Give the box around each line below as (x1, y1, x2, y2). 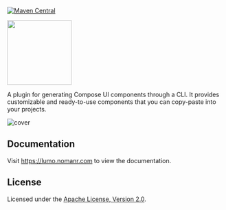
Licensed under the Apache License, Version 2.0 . (7, 195, 146, 203)
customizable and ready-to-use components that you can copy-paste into (7, 98, 216, 106)
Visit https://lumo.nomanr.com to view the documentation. (7, 156, 172, 165)
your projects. (7, 105, 47, 113)
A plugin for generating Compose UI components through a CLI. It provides (7, 90, 220, 98)
